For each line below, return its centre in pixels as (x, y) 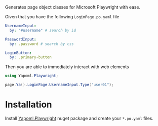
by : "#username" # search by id (43, 30)
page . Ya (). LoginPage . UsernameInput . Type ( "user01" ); (59, 85)
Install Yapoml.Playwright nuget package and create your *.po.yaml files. (79, 118)
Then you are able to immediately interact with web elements (67, 67)
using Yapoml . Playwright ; (32, 76)
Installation (29, 105)
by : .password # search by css (42, 44)
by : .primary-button (31, 57)
